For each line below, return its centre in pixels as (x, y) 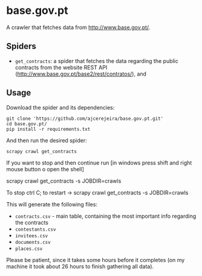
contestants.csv (35, 229)
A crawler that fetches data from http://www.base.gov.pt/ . (78, 27)
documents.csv (33, 242)
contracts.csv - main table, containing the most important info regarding (106, 216)
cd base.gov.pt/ (27, 124)
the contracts (31, 222)
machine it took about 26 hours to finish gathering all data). (80, 266)
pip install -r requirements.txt (48, 129)
